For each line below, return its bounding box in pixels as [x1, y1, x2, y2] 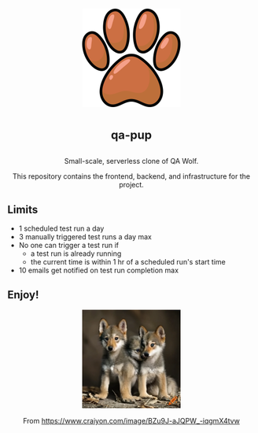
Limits [7, 202, 39, 216]
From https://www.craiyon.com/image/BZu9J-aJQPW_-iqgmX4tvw [22, 416, 241, 425]
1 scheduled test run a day [18, 224, 105, 233]
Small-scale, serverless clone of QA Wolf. [64, 157, 199, 166]
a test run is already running [30, 249, 122, 258]
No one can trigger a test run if [18, 241, 120, 250]
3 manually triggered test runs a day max [18, 232, 153, 242]
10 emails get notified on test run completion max [18, 265, 179, 276]
